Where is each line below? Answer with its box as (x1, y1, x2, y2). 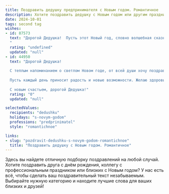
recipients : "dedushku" (10, 110, 59, 115)
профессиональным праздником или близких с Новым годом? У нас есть (5, 167, 164, 173)
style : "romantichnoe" (10, 124, 57, 129)
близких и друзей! (5, 183, 44, 189)
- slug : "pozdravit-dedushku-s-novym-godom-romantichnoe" (5, 138, 129, 143)
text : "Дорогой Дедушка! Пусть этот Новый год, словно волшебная (10, 36, 152, 41)
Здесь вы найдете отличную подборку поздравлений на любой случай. (5, 157, 159, 163)
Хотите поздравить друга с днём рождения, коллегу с (5, 162, 122, 168)
